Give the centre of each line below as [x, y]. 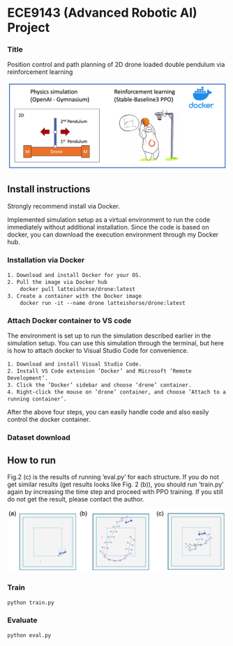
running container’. [37, 399]
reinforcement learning [40, 72]
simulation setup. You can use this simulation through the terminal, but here [116, 343]
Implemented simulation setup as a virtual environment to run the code [109, 219]
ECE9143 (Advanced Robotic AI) [102, 13]
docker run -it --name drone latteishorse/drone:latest [103, 303]
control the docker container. [49, 419]
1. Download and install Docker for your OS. [74, 275]
